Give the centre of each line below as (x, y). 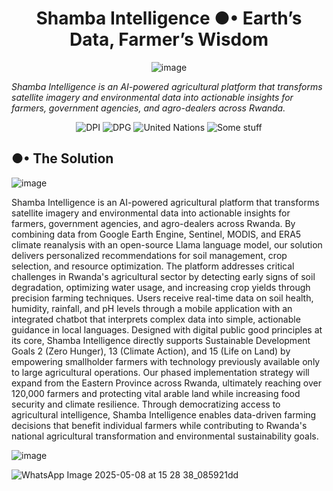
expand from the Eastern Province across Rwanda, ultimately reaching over (166, 383)
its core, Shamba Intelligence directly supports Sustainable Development (161, 340)
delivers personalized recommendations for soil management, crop (149, 255)
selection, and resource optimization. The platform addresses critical (153, 266)
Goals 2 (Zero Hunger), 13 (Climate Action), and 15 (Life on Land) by (151, 351)
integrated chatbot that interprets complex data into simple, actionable (156, 319)
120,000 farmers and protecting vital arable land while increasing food (156, 393)
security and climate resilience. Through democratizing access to (146, 404)
